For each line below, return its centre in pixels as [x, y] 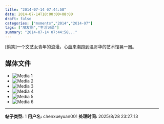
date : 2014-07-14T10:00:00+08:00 [39, 14]
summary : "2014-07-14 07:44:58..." [41, 32]
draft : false [18, 19]
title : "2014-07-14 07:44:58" [36, 10]
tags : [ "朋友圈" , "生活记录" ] [32, 28]
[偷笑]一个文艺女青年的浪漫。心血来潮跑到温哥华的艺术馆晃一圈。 [71, 47]
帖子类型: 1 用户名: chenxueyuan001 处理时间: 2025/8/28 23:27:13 [72, 116]
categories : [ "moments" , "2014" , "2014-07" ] [49, 23]
